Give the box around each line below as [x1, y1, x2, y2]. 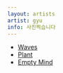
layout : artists [7, 10, 55, 18]
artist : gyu [7, 17, 42, 24]
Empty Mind [17, 58, 53, 67]
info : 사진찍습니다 [7, 23, 56, 30]
